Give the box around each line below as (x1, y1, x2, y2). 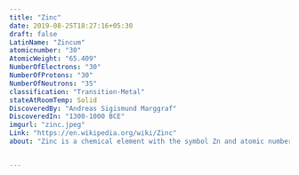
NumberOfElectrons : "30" (9, 63, 101, 72)
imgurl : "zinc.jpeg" (9, 121, 86, 130)
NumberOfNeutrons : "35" (9, 79, 98, 88)
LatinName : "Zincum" (9, 37, 86, 47)
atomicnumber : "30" (9, 46, 82, 55)
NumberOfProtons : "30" (9, 71, 93, 80)
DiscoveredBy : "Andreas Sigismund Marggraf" (9, 104, 177, 113)
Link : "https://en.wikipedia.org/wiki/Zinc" (9, 129, 177, 138)
